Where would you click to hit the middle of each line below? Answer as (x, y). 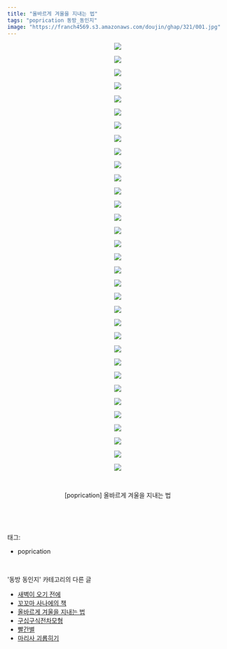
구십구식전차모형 (40, 621)
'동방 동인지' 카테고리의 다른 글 (49, 580)
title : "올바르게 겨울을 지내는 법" (53, 14)
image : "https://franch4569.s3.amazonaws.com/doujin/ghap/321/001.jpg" (114, 27)
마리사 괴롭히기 (38, 638)
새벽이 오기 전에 (39, 594)
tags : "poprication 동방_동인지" (53, 20)
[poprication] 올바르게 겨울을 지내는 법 (118, 495)
